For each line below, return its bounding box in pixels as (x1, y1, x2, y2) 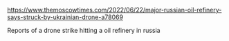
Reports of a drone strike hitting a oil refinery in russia (7, 27, 161, 34)
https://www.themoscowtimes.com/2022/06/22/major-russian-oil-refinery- (7, 6, 222, 14)
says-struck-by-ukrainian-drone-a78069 (7, 13, 123, 21)
